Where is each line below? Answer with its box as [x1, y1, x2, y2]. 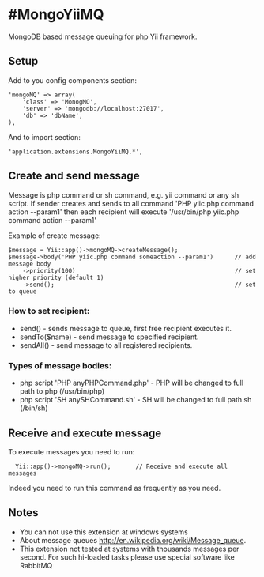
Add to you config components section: [8, 75, 137, 85]
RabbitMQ [19, 560, 53, 570]
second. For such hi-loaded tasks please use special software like [19, 552, 235, 562]
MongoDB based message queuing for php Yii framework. [8, 32, 198, 41]
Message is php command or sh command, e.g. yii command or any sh [8, 190, 239, 199]
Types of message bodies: [8, 360, 112, 371]
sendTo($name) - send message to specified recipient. [19, 332, 199, 341]
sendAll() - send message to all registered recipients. [19, 340, 193, 349]
